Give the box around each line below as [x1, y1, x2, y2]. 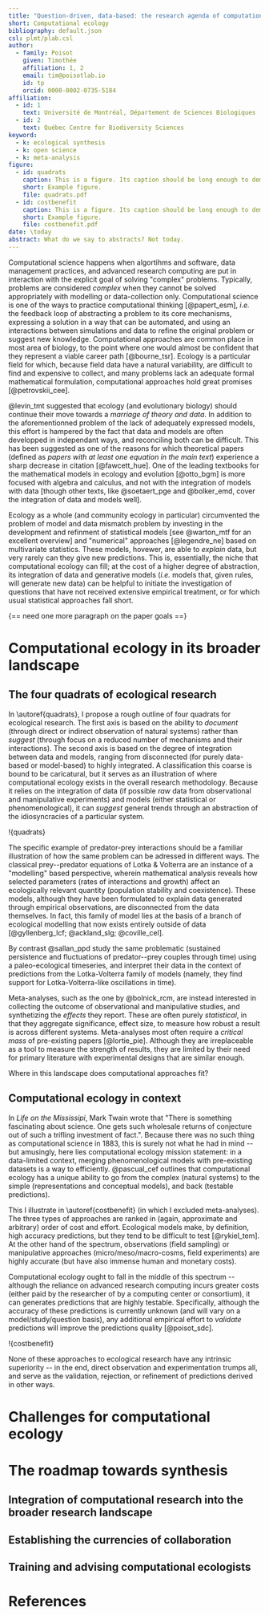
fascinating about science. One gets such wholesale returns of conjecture [8, 1121, 252, 1131]
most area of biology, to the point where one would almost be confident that [8, 343, 259, 352]
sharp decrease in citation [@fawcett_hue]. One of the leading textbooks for [8, 461, 259, 470]
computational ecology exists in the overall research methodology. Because [8, 777, 259, 787]
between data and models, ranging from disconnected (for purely [8, 752, 224, 761]
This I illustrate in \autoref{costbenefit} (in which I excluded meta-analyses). [8, 1205, 259, 1215]
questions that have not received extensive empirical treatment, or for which [8, 586, 260, 596]
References [8, 1593, 86, 1611]
